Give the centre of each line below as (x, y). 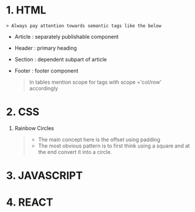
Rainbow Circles (34, 128)
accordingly (44, 88)
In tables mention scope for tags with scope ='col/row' (95, 82)
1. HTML (26, 10)
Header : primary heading (46, 48)
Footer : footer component (46, 70)
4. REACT (30, 202)
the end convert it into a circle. (75, 152)
